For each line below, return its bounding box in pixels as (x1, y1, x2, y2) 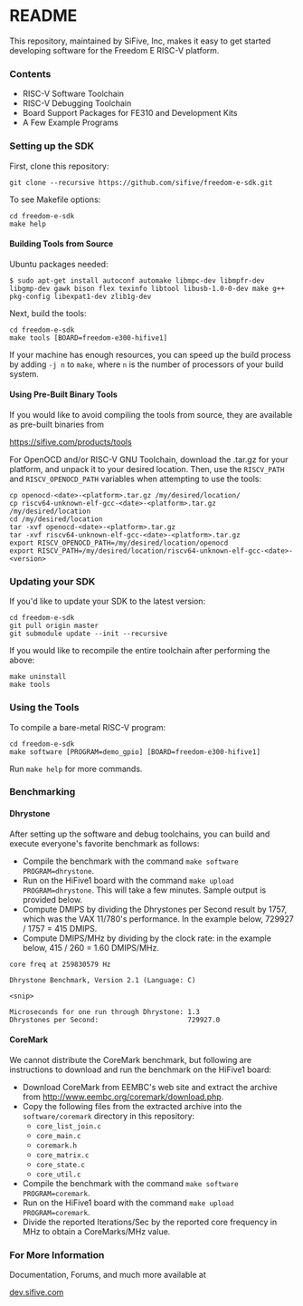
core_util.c (35, 1170, 81, 1179)
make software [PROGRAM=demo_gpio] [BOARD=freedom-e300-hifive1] (9, 747, 260, 757)
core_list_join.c (35, 1121, 102, 1131)
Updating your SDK (9, 575, 96, 587)
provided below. (22, 894, 83, 905)
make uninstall (9, 672, 67, 682)
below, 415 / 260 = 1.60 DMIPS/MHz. (22, 942, 160, 953)
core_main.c (35, 1131, 81, 1140)
